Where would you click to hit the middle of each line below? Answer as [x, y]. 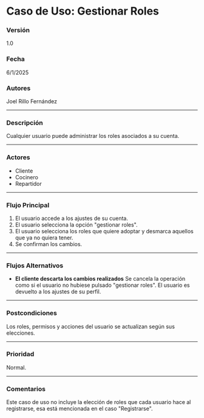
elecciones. [21, 333]
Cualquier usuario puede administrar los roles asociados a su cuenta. [93, 136]
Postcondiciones [32, 313]
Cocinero [26, 177]
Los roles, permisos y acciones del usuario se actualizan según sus [90, 326]
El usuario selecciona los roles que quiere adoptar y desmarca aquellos [104, 231]
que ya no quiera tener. [44, 238]
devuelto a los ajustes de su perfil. [58, 292]
